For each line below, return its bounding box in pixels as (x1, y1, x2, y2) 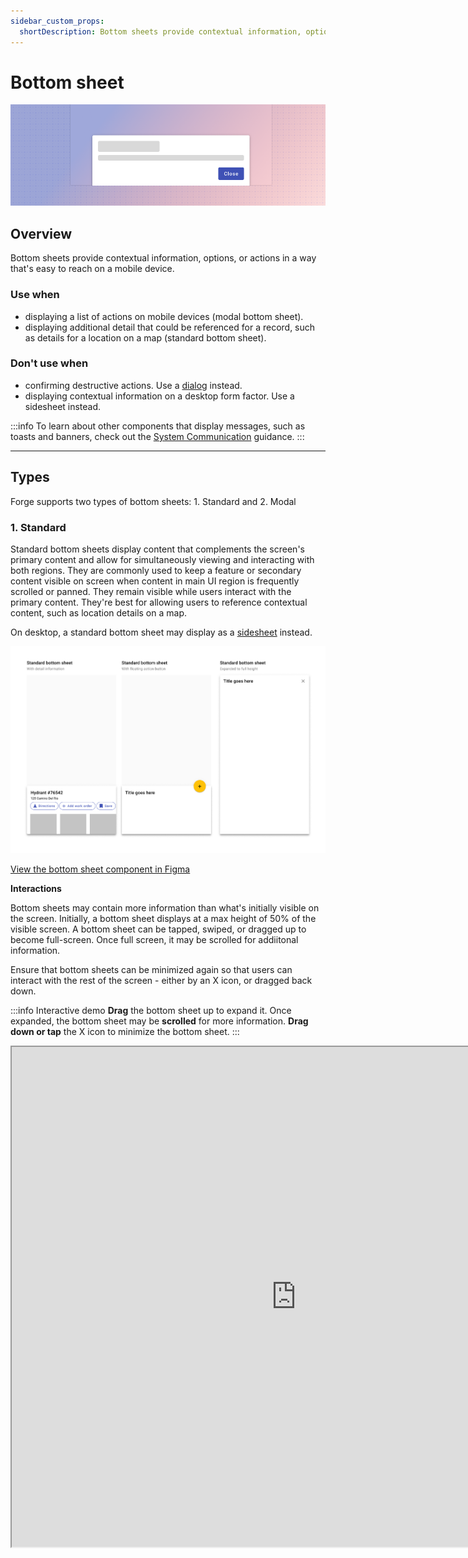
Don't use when (10, 356, 89, 370)
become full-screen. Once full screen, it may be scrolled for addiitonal (10, 933, 299, 945)
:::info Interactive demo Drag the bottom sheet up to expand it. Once (10, 1004, 292, 1016)
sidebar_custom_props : (10, 16, 105, 26)
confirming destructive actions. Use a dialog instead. (24, 379, 243, 391)
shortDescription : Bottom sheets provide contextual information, (19, 26, 302, 37)
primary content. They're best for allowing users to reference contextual (10, 596, 308, 608)
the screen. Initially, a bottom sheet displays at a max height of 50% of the (10, 912, 317, 924)
